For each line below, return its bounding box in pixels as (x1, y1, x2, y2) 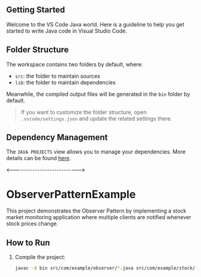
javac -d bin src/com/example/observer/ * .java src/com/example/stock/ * (14, 265, 198, 272)
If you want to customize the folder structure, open (20, 108, 147, 116)
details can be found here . (6, 155, 71, 162)
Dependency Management (6, 132, 108, 143)
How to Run (6, 237, 50, 247)
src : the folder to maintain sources (14, 72, 101, 79)
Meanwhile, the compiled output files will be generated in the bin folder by (6, 90, 190, 98)
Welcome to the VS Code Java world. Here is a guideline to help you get (6, 20, 185, 28)
